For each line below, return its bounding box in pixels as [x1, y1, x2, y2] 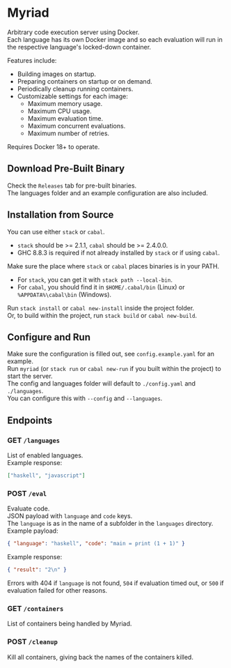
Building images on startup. [17, 70, 96, 78]
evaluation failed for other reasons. [7, 586, 108, 594]
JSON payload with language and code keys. [7, 512, 133, 520]
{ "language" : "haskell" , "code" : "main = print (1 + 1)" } [7, 540, 186, 547]
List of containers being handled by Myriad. [7, 619, 132, 628]
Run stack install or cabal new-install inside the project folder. [7, 303, 195, 312]
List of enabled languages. [7, 451, 83, 460]
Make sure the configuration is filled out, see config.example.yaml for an [7, 350, 214, 358]
